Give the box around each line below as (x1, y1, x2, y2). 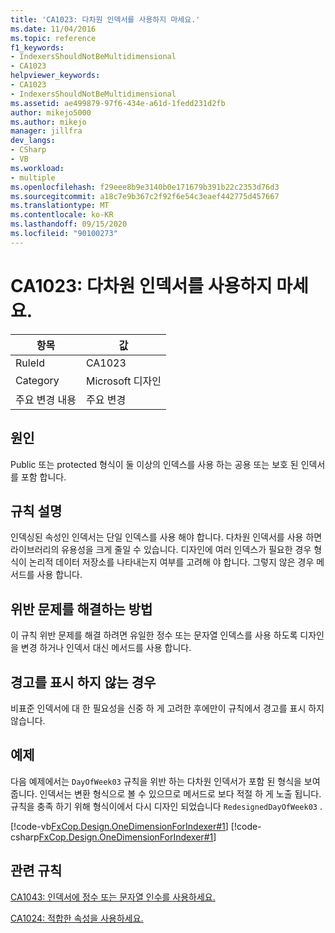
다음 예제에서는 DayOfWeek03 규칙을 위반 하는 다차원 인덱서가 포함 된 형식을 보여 (10, 775, 321, 787)
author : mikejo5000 (10, 107, 92, 118)
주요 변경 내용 (15, 392, 77, 406)
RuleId (15, 356, 46, 370)
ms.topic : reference (10, 33, 97, 43)
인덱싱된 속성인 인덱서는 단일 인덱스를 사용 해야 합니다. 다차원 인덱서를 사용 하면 (10, 531, 323, 543)
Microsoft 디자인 (85, 374, 162, 388)
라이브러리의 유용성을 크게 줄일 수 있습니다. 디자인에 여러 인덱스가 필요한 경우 (10, 544, 312, 556)
